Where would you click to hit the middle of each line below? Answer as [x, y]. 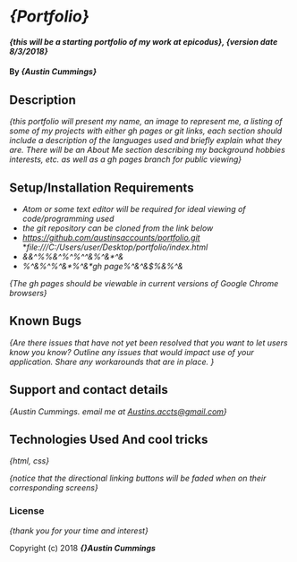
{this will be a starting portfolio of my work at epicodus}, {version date [144, 41]
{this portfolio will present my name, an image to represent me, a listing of [146, 122]
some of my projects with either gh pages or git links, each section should [146, 131]
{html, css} [30, 461]
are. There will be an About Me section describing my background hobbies [148, 150]
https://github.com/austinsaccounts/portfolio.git [111, 238]
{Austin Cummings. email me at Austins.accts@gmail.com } [119, 411]
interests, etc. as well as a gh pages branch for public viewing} [126, 159]
